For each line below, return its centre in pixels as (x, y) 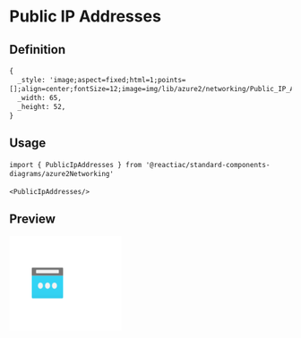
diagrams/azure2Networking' (62, 173)
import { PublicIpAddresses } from (76, 165)
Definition (37, 50)
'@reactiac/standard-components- (208, 165)
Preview (33, 220)
